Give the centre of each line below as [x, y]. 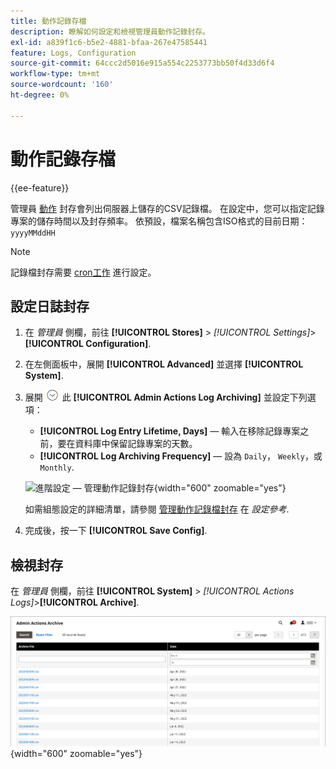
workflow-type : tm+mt [55, 74]
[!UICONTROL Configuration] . [88, 344]
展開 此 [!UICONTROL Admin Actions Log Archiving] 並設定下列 [166, 397]
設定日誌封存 [50, 306]
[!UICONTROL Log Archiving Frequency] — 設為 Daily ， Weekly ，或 [181, 456]
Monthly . [57, 467]
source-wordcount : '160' [62, 85]
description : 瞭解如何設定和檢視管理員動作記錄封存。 [110, 31]
